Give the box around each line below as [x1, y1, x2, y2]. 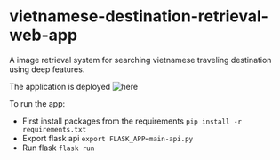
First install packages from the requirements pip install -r [21, 116, 243, 126]
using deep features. [9, 64, 85, 75]
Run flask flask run [21, 142, 95, 153]
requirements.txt [21, 124, 87, 134]
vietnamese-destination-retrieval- [9, 6, 269, 27]
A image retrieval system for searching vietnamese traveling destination [9, 54, 272, 65]
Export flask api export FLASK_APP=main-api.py [21, 132, 194, 143]
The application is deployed [9, 81, 111, 92]
